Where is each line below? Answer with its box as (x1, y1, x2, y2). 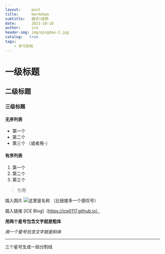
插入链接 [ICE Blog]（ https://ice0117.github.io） (5, 208, 101, 214)
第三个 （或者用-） (12, 140, 51, 146)
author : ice (5, 25, 38, 30)
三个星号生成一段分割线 (5, 244, 53, 250)
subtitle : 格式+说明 (5, 16, 49, 21)
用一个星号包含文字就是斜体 (5, 229, 61, 234)
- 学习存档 (14, 44, 33, 49)
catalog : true (5, 35, 38, 40)
